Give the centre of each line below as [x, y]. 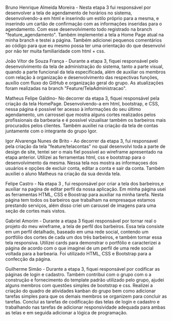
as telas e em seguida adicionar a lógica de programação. [66, 313]
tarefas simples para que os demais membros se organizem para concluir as [86, 296]
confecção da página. [28, 259]
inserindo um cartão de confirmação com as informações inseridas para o [84, 24]
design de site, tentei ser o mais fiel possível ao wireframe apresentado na [84, 152]
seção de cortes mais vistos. [36, 211]
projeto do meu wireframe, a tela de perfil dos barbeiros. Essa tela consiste [85, 226]
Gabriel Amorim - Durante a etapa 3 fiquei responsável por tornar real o [81, 221]
